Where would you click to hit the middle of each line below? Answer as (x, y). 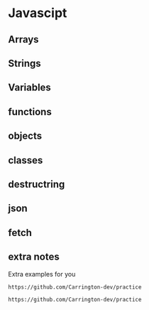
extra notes (34, 257)
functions (30, 112)
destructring (37, 184)
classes (26, 160)
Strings (24, 63)
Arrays (23, 39)
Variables (30, 88)
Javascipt (38, 13)
